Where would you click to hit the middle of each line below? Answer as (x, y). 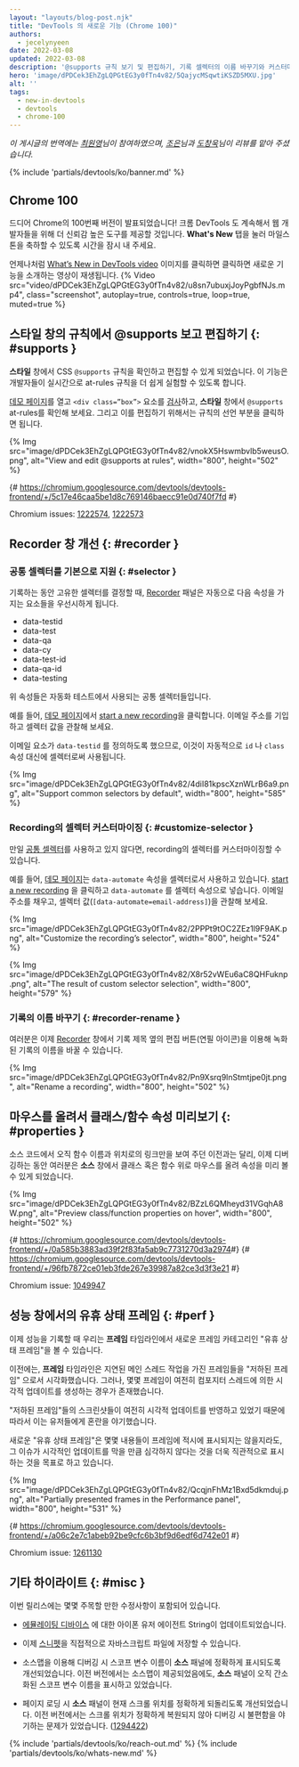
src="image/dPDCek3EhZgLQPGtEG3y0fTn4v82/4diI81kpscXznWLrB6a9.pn (149, 784)
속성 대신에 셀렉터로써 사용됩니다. (68, 757)
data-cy (36, 650)
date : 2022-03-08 (41, 51)
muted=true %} (37, 304)
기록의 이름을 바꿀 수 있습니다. (71, 1050)
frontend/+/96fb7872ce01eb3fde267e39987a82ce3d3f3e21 (119, 1268)
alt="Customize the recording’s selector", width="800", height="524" (153, 938)
